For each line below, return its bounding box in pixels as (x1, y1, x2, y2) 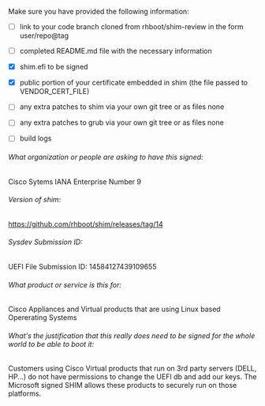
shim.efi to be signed (19, 62, 88, 72)
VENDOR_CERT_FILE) (19, 87, 90, 96)
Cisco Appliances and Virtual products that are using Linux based (8, 304, 221, 314)
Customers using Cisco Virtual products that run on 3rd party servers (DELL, (8, 363, 257, 374)
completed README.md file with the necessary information (19, 47, 213, 56)
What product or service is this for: (8, 280, 122, 289)
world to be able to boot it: (8, 339, 95, 348)
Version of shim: (8, 195, 62, 205)
